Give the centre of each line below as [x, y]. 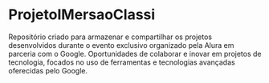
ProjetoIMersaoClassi [82, 15]
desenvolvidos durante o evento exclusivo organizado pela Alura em [121, 45]
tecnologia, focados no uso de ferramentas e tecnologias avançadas [122, 62]
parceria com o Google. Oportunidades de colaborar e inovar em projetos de [135, 53]
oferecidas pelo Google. [48, 70]
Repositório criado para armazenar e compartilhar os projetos [110, 37]
